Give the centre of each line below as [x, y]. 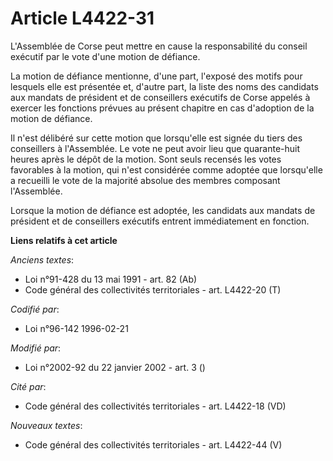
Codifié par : [35, 309]
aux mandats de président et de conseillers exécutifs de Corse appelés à [160, 97]
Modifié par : [36, 348]
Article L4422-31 [82, 18]
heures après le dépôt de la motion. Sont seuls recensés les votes [146, 159]
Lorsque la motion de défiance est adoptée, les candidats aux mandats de [163, 210]
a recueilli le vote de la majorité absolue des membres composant [145, 180]
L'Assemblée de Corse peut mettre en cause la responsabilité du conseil [159, 46]
